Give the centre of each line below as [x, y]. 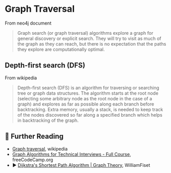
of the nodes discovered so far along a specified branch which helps [90, 115]
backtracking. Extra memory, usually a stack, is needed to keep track [90, 109]
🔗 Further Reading [34, 136]
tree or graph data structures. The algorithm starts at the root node [88, 93]
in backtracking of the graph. [48, 120]
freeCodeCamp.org [33, 160]
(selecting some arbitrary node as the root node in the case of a [84, 98]
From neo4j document [28, 23]
